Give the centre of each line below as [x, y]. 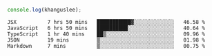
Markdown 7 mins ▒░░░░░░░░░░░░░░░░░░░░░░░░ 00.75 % [106, 46]
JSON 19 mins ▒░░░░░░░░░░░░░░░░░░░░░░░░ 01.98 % [106, 40]
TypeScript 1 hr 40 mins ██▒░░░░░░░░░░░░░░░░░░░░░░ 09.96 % [106, 34]
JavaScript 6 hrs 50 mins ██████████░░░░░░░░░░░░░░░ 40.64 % [106, 28]
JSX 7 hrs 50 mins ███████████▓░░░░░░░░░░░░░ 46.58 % [106, 22]
